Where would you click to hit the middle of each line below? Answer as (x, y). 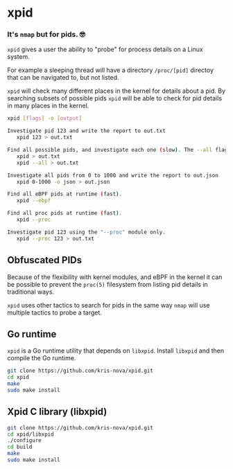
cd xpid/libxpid (31, 434)
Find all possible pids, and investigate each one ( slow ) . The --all (110, 150)
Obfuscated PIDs (44, 260)
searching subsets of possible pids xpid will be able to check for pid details (115, 98)
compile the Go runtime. (42, 358)
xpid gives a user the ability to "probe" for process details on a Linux (105, 49)
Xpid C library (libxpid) (57, 412)
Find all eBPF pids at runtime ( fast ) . (65, 194)
